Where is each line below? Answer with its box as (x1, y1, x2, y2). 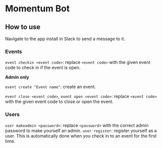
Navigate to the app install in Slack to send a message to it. (5, 36, 125, 42)
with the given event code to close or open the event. (5, 99, 114, 104)
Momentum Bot (5, 3, 70, 14)
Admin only (5, 74, 30, 80)
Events (5, 48, 22, 55)
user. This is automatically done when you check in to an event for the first (5, 133, 157, 139)
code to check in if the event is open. (5, 65, 81, 71)
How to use (5, 23, 40, 31)
